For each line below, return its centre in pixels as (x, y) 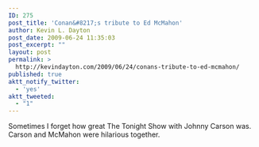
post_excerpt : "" (37, 45)
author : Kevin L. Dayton (49, 30)
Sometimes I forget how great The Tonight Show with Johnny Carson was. (130, 126)
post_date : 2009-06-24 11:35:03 (62, 38)
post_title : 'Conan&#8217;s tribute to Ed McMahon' (95, 23)
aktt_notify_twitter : (44, 81)
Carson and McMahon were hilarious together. (84, 134)
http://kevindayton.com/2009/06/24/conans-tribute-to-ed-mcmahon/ (128, 67)
